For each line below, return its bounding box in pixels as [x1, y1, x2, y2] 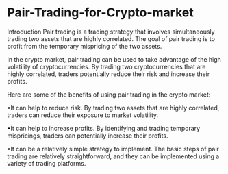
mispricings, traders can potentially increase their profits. [7, 132, 169, 140]
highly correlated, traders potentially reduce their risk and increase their [7, 70, 210, 78]
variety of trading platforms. [7, 159, 86, 167]
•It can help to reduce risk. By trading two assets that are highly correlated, [7, 103, 220, 112]
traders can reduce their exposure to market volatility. [7, 111, 159, 119]
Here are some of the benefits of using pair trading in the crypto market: [7, 90, 211, 99]
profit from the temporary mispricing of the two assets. [7, 42, 162, 50]
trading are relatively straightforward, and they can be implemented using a [7, 152, 220, 160]
